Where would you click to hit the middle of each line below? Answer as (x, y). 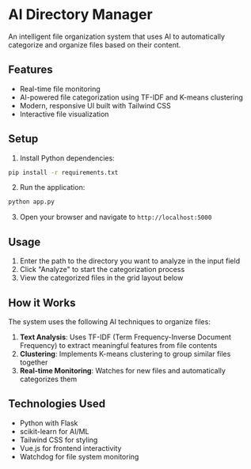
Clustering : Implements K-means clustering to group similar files (125, 354)
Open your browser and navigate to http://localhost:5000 (116, 217)
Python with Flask (49, 423)
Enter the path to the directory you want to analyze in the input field (129, 261)
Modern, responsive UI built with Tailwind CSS (95, 105)
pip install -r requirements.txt (63, 172)
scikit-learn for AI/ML (54, 431)
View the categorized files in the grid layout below (101, 278)
